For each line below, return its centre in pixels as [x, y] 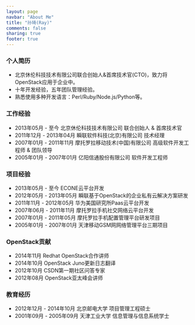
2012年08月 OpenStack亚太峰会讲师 [59, 278]
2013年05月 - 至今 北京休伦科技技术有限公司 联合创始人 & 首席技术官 [98, 128]
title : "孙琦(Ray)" [29, 22]
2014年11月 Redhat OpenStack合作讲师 [62, 256]
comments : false [26, 28]
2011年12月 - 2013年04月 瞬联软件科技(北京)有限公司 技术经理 [90, 135]
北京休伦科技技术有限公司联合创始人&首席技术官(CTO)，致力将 [91, 75]
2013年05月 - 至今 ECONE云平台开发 [59, 188]
